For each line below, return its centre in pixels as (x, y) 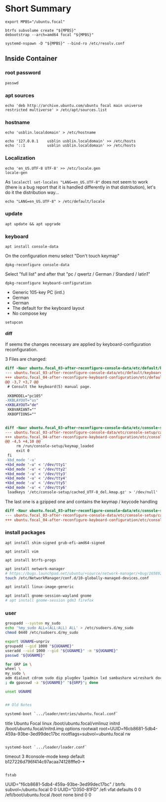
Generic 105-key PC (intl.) (39, 292)
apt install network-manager (35, 569)
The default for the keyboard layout (48, 308)
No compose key (29, 313)
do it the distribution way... (32, 192)
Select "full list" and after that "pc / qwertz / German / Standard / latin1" (78, 274)
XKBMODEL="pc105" (25, 396)
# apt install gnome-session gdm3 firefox (49, 601)
